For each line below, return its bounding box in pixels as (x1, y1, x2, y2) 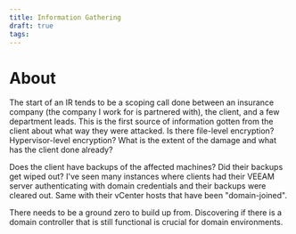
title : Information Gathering (9, 12, 122, 22)
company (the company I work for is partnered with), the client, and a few (9, 107, 280, 117)
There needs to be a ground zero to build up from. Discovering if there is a (9, 207, 283, 218)
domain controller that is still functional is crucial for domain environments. (9, 217, 284, 228)
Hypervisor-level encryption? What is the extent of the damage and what (9, 135, 277, 146)
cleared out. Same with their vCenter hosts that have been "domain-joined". (9, 190, 288, 201)
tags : (9, 29, 29, 38)
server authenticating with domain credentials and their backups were (9, 181, 267, 191)
